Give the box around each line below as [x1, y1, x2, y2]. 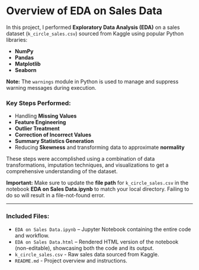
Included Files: [6, 212, 50, 220]
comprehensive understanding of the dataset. [6, 168, 118, 175]
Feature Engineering [14, 119, 66, 126]
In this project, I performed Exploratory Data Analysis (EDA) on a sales [6, 24, 180, 31]
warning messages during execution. [6, 84, 97, 91]
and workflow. [14, 232, 50, 239]
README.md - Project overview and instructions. [14, 257, 127, 264]
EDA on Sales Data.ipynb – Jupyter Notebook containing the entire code [14, 226, 191, 233]
